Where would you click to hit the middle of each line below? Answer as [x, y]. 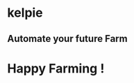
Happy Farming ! [56, 68]
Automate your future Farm [67, 39]
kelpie [25, 13]
